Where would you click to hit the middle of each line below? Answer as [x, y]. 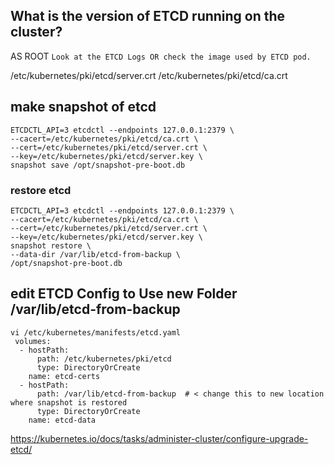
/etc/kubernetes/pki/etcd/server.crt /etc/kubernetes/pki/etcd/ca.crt [149, 75]
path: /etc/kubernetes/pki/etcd [104, 359]
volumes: [33, 341]
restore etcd [41, 190]
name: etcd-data [62, 420]
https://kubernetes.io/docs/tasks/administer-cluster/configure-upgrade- [159, 438]
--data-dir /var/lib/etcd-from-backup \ [96, 254]
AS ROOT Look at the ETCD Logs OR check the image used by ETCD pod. [161, 56]
